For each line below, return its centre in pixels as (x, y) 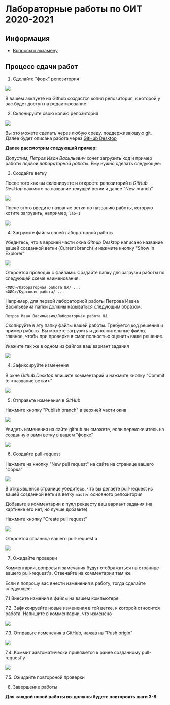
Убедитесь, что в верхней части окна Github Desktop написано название (84, 242)
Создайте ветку (30, 173)
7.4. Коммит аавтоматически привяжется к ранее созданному (73, 652)
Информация (27, 38)
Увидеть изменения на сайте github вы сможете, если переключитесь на (85, 429)
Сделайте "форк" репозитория (46, 79)
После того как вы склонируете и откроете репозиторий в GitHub (77, 183)
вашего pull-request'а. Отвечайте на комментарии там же (68, 573)
